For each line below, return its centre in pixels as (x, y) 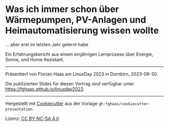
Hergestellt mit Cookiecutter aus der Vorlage (52, 103)
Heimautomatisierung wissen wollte (82, 31)
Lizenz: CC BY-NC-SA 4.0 (32, 118)
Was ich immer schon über (62, 9)
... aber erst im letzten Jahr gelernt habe (47, 44)
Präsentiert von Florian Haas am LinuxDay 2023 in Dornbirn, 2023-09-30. (82, 74)
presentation (19, 109)
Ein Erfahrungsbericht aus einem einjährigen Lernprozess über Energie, (79, 54)
